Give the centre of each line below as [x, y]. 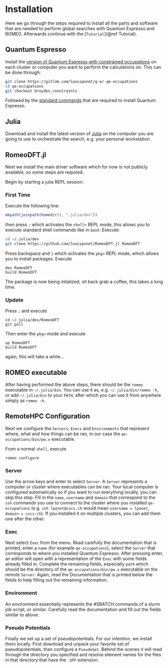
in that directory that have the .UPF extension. [52, 660]
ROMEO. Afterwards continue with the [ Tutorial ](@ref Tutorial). [71, 34]
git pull [14, 325]
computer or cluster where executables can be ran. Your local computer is [82, 487]
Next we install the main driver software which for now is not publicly [76, 167]
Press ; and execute [26, 311]
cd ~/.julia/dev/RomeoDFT [32, 320]
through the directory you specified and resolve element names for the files [83, 655]
